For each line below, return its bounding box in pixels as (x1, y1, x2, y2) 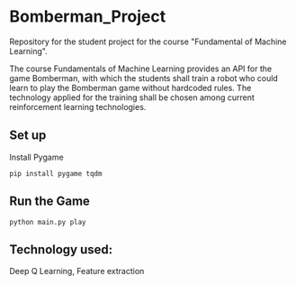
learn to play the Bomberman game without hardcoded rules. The (9, 82, 252, 93)
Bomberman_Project (9, 6, 166, 27)
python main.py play (9, 217, 87, 226)
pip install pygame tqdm (9, 169, 103, 178)
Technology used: (9, 242, 113, 257)
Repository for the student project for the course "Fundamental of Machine (9, 36, 287, 47)
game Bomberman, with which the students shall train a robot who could (9, 72, 279, 83)
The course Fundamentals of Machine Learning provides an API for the (9, 63, 273, 74)
